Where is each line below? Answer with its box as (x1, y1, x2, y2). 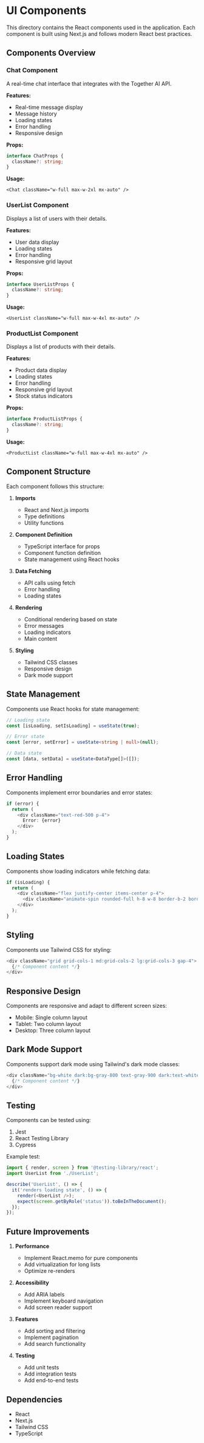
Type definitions (24, 512, 65, 520)
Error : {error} (22, 818, 61, 824)
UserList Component (6, 201, 69, 210)
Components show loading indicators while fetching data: (6, 867, 151, 875)
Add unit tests (24, 1364, 59, 1371)
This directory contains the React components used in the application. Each (6, 24, 195, 31)
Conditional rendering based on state (24, 615, 117, 623)
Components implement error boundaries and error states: (6, 788, 153, 796)
